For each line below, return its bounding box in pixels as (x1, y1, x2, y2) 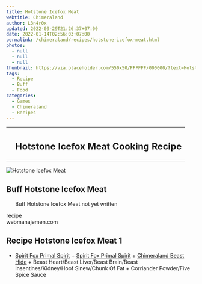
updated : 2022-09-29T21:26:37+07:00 (6, 25, 98, 32)
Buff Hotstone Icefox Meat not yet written (14, 200, 118, 208)
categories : (6, 93, 36, 99)
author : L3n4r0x (6, 20, 47, 26)
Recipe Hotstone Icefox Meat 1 (6, 236, 123, 246)
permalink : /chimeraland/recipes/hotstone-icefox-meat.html (6, 37, 161, 43)
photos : (6, 43, 26, 49)
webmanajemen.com (6, 218, 58, 226)
